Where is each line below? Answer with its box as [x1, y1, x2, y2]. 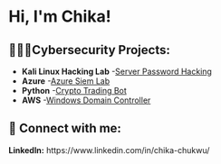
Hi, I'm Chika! [8, 6, 111, 27]
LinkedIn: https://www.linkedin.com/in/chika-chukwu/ [8, 144, 210, 155]
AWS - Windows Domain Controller [21, 95, 151, 105]
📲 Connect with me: [8, 121, 121, 136]
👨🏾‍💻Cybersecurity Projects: [8, 42, 171, 58]
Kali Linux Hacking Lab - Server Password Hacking [21, 66, 212, 77]
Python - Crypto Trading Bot [21, 86, 128, 96]
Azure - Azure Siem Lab [21, 76, 110, 87]
